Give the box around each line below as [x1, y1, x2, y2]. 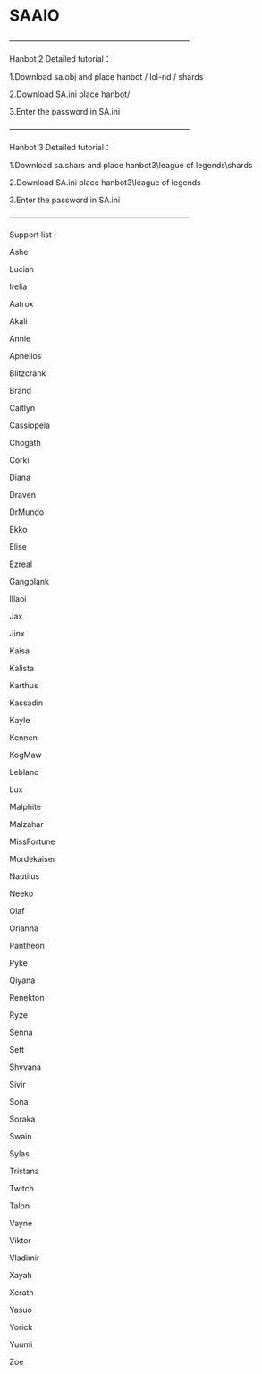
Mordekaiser [9, 853, 56, 864]
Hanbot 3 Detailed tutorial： [9, 141, 112, 152]
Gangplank [9, 576, 49, 586]
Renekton [9, 992, 45, 1003]
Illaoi [9, 593, 27, 604]
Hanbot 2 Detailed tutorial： [9, 53, 112, 64]
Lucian [9, 263, 34, 274]
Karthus [9, 679, 38, 690]
